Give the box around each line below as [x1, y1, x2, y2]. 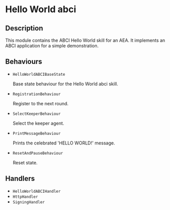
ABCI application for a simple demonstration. [5, 43, 99, 49]
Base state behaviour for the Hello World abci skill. [12, 80, 118, 87]
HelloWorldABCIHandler [12, 189, 61, 194]
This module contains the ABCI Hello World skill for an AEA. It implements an [5, 37, 165, 43]
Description [5, 24, 43, 33]
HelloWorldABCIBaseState [12, 72, 65, 77]
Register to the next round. [12, 100, 69, 106]
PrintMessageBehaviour [12, 131, 61, 136]
